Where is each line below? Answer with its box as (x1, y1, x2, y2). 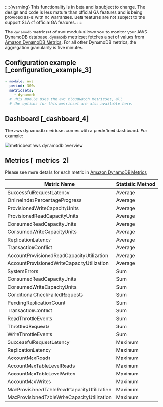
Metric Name (44, 180, 75, 187)
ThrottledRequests (7, 323, 50, 329)
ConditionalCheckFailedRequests (7, 291, 83, 298)
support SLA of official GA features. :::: (5, 19, 82, 25)
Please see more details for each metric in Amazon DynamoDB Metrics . (5, 169, 148, 175)
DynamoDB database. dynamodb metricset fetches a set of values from (5, 34, 145, 40)
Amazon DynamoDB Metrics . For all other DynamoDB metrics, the (5, 39, 137, 45)
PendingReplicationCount (7, 299, 65, 306)
